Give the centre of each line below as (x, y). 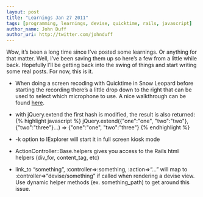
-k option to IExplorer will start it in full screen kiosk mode (87, 139)
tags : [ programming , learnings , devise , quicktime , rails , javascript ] (99, 23)
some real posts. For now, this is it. (50, 71)
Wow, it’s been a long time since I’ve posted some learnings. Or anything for (101, 52)
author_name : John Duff (37, 29)
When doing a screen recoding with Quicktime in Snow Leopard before (104, 84)
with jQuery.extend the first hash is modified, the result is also (93, 115)
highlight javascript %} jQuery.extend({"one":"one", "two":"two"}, (106, 121)
